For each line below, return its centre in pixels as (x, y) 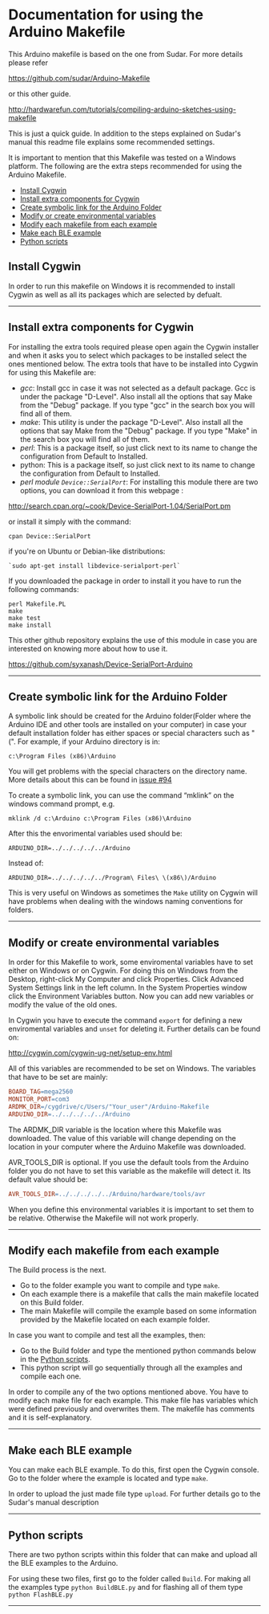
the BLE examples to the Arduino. (63, 1563)
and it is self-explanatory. (50, 1418)
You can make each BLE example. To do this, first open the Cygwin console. (134, 1470)
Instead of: (26, 863)
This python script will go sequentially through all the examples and (131, 1368)
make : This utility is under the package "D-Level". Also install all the (131, 422)
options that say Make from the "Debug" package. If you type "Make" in (139, 431)
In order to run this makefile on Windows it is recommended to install (122, 286)
